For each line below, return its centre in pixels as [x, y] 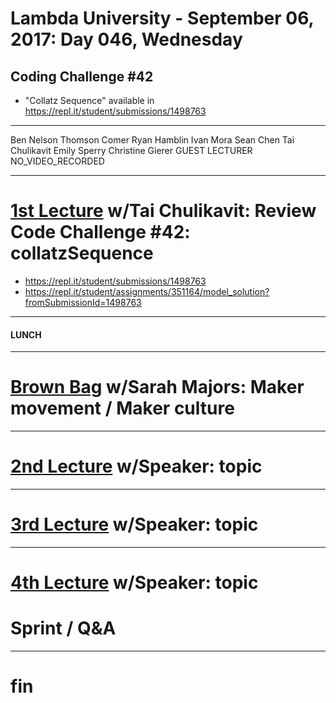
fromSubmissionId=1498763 [83, 302]
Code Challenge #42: [100, 232]
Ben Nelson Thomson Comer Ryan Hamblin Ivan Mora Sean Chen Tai [152, 140]
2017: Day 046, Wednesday [126, 39]
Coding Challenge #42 [82, 76]
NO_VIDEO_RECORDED [57, 161]
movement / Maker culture [122, 408]
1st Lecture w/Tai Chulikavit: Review [163, 211]
